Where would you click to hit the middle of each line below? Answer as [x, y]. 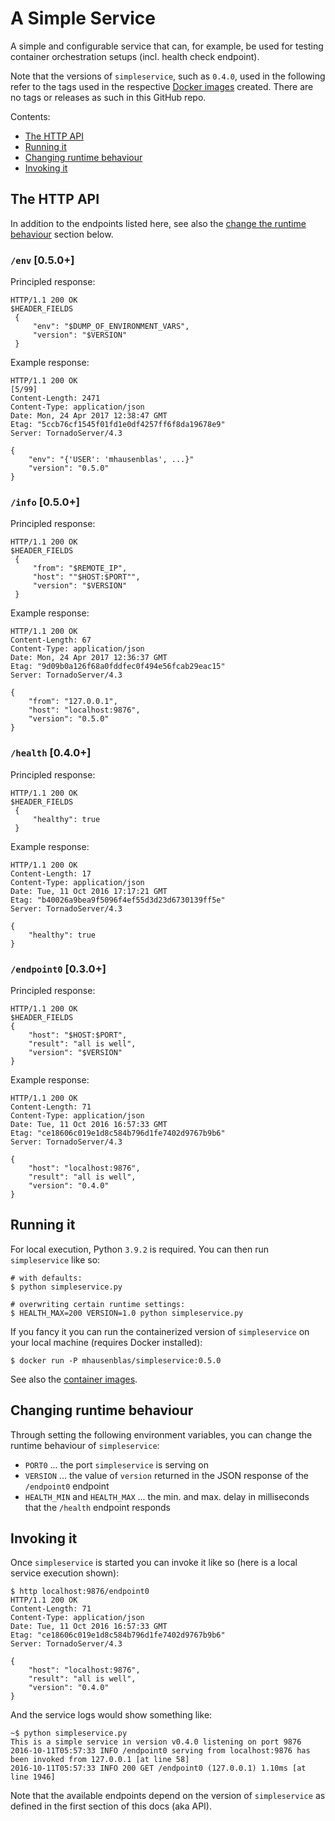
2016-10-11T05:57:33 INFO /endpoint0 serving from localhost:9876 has [160, 1751]
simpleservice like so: [55, 1259]
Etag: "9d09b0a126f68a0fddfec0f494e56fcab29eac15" [118, 667]
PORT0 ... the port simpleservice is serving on [116, 1464]
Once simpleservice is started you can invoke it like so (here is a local [154, 1563]
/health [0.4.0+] [51, 753]
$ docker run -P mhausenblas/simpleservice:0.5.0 [116, 1360]
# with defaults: [46, 1278]
